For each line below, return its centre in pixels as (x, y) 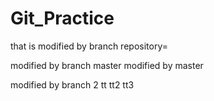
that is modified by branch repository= (89, 46)
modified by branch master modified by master (107, 65)
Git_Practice (62, 18)
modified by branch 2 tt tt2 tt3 (72, 84)
